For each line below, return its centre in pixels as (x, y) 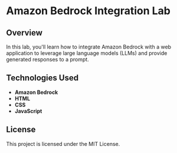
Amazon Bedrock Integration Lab (88, 11)
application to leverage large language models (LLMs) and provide (87, 53)
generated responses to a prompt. (48, 59)
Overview (24, 33)
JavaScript (28, 111)
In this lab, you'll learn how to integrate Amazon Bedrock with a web (89, 47)
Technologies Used (42, 78)
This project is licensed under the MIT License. (63, 144)
